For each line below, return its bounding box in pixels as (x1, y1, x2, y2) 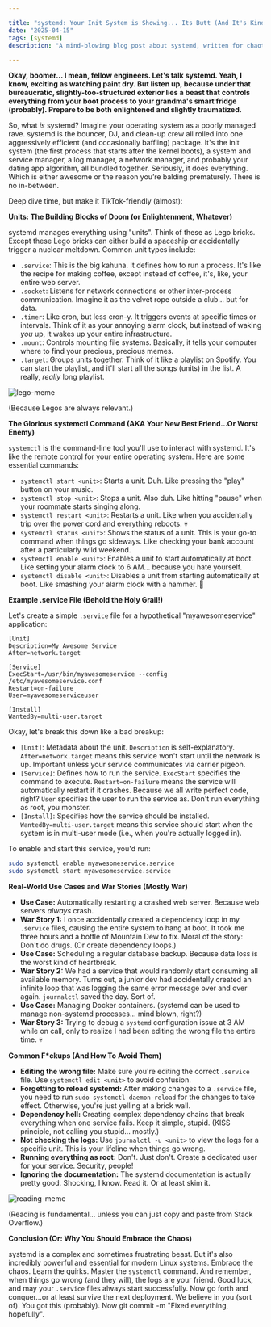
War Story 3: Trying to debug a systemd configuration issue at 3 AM (19, 1018, 245, 1027)
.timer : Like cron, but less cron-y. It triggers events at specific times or (19, 312, 256, 321)
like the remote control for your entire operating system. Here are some (8, 451, 245, 461)
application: (8, 619, 48, 629)
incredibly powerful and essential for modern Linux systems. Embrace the (8, 1258, 254, 1267)
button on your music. (19, 485, 94, 494)
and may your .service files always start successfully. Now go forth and (8, 1283, 248, 1293)
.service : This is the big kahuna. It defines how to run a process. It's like (19, 260, 261, 271)
